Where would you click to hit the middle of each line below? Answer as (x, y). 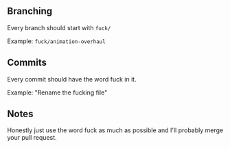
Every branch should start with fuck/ (59, 27)
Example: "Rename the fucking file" (57, 92)
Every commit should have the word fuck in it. (72, 79)
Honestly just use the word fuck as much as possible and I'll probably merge (115, 130)
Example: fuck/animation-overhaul (56, 41)
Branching (30, 11)
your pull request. (32, 138)
